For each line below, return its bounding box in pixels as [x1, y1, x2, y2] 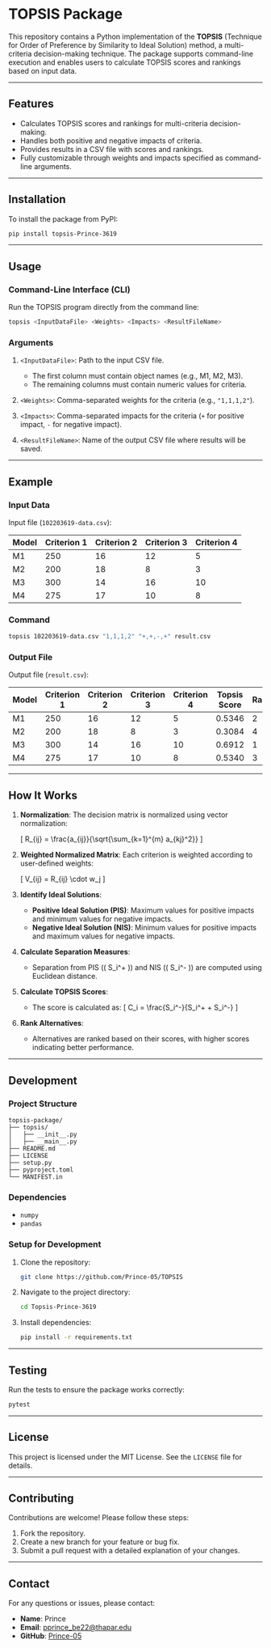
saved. [19, 444, 43, 454]
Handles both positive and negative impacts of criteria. [19, 135, 202, 146]
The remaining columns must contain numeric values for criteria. [31, 379, 248, 389]
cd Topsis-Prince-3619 [19, 1303, 97, 1311]
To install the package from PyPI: [8, 214, 119, 223]
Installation [8, 193, 66, 206]
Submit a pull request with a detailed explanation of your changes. [19, 1546, 240, 1556]
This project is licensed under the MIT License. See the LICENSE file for [8, 1451, 242, 1461]
